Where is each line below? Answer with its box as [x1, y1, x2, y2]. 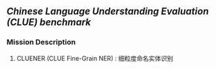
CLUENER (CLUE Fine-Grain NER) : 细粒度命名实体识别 [16, 54, 174, 62]
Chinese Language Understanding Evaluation [6, 6, 209, 17]
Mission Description [6, 38, 76, 47]
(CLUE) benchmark [6, 17, 91, 29]
